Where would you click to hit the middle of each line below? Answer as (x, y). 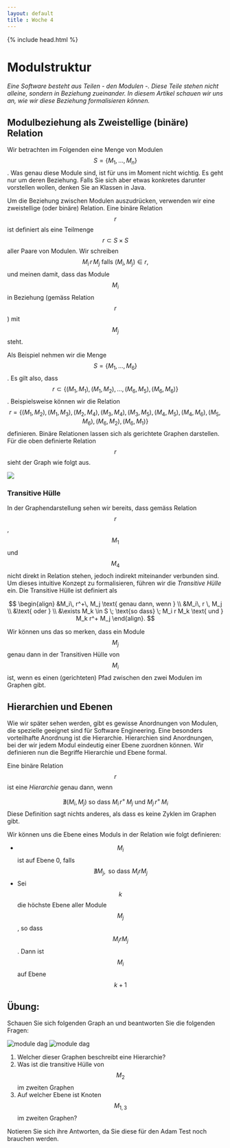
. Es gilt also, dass (33, 378)
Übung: (23, 1007)
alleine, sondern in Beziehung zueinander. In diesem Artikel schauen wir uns (115, 93)
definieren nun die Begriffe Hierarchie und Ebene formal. (87, 752)
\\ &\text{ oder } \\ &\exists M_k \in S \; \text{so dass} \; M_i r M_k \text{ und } (115, 611)
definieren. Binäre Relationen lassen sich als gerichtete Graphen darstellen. (113, 433)
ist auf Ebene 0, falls (46, 861)
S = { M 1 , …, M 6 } (115, 367)
